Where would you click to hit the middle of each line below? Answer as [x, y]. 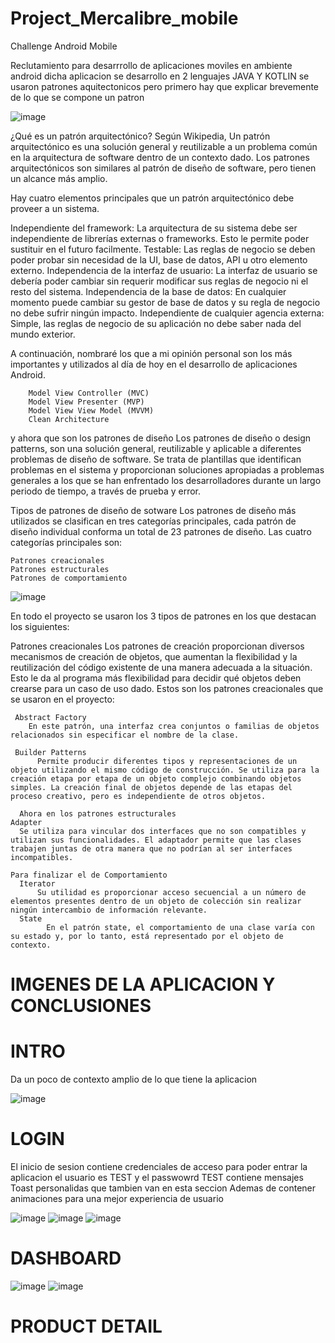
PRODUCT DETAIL [86, 1326]
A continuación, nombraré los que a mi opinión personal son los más [151, 353]
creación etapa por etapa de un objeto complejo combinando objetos [156, 778]
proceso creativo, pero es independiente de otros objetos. [138, 796]
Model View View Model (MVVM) [91, 410]
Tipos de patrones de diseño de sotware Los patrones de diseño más [153, 510]
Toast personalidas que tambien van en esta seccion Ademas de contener [163, 1188]
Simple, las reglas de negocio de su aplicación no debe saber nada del [156, 323]
